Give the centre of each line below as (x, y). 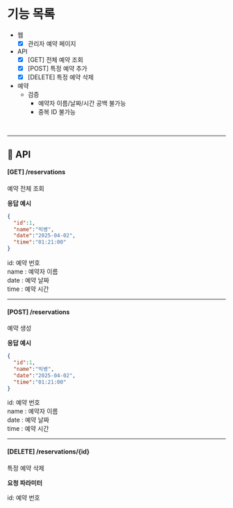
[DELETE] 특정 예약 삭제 (61, 77)
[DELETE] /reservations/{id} (49, 452)
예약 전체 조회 (26, 188)
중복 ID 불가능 (57, 112)
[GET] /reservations (36, 172)
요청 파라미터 (25, 483)
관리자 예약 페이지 (52, 43)
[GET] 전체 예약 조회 (55, 59)
